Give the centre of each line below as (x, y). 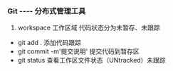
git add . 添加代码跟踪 (49, 43)
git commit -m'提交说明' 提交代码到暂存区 (79, 51)
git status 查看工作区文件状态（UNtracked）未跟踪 (91, 60)
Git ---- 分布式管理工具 (47, 11)
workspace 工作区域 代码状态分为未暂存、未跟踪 (89, 28)
